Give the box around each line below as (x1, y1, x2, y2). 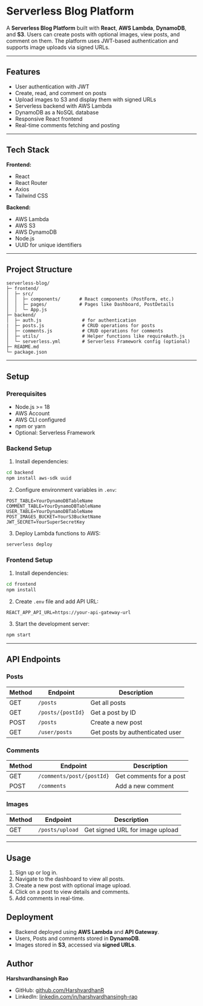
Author (6, 959, 33, 969)
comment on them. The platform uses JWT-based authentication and (6, 37, 178, 44)
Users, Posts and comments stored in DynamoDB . (14, 935, 141, 942)
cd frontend (6, 581, 36, 587)
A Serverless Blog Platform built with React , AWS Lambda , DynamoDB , (6, 24, 187, 31)
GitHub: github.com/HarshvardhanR (14, 986, 105, 994)
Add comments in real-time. (14, 895, 85, 902)
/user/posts (38, 729, 72, 735)
